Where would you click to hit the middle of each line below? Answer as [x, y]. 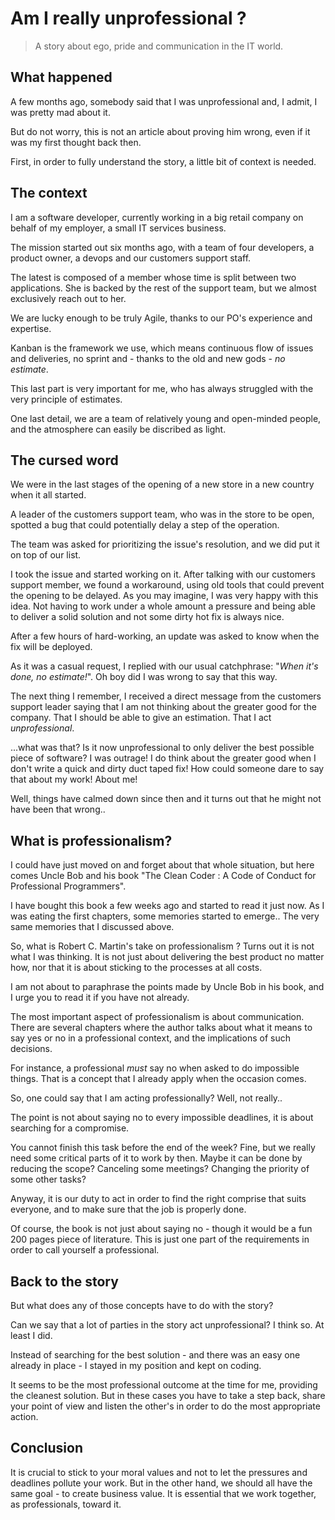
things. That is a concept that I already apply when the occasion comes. [158, 1079]
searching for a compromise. [70, 1128]
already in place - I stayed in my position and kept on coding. [136, 1365]
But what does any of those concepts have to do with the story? [142, 1305]
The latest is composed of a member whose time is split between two [153, 277]
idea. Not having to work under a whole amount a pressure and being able [163, 606]
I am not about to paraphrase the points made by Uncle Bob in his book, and [167, 987]
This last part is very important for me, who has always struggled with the [162, 388]
